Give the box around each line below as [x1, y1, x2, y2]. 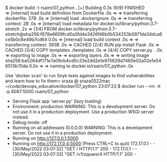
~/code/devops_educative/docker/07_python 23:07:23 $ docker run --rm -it [5, 83, 161, 89]
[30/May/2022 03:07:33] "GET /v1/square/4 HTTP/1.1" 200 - [12, 151, 136, 157]
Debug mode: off [12, 120, 48, 125]
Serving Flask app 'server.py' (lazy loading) [12, 98, 102, 104]
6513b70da [5, 63, 28, 69]
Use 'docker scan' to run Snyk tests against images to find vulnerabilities [5, 73, 155, 78]
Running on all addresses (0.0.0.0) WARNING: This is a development [12, 125, 153, 131]
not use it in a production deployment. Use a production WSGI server [12, 109, 155, 115]
